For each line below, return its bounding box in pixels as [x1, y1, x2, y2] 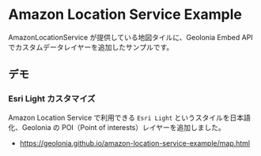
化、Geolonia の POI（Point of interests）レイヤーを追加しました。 [8, 122, 225, 132]
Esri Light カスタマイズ [8, 93, 96, 104]
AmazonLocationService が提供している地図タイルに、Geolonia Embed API [8, 32, 253, 42]
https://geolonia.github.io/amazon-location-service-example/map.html [19, 138, 251, 147]
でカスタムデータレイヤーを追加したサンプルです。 [8, 42, 174, 52]
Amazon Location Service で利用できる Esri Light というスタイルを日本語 [8, 113, 251, 122]
